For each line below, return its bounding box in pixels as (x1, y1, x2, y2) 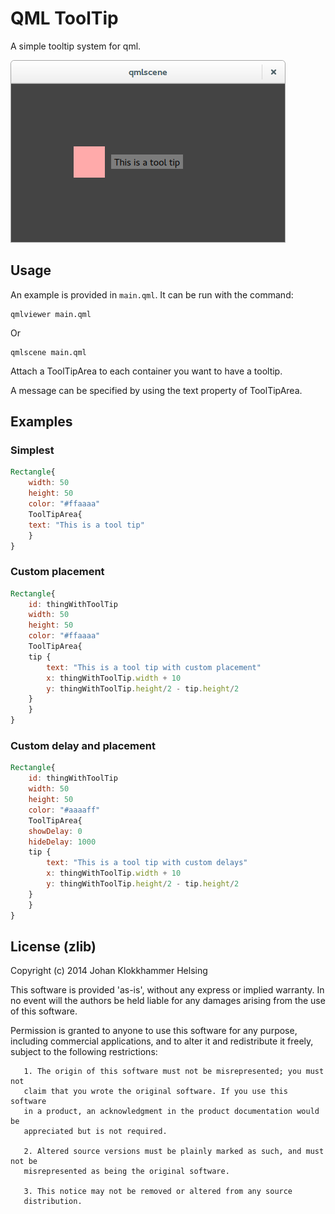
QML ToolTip (10, 7, 119, 30)
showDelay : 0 (28, 826, 83, 836)
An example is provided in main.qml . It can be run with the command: (10, 288, 294, 301)
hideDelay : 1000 (28, 837, 97, 847)
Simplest (10, 443, 55, 457)
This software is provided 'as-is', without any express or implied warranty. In (10, 984, 325, 996)
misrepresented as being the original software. (23, 1167, 230, 1177)
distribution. (23, 1197, 83, 1207)
